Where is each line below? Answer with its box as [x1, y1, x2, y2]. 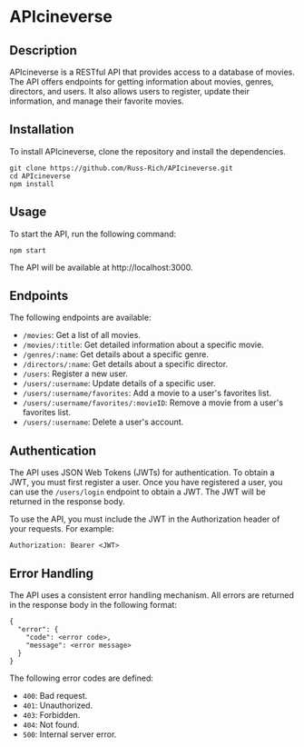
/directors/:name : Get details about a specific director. [22, 359, 229, 370]
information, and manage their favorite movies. [9, 95, 184, 106]
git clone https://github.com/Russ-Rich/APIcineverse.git [9, 164, 233, 173]
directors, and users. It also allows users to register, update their [9, 86, 250, 96]
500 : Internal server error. [22, 729, 117, 740]
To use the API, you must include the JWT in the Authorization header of [9, 513, 280, 524]
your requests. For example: [9, 523, 114, 534]
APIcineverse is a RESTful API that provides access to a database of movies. [9, 66, 295, 77]
